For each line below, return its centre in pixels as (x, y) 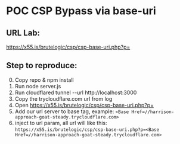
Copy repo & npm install (44, 80)
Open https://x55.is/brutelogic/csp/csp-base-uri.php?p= (84, 105)
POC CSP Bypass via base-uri (81, 11)
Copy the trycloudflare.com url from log (63, 98)
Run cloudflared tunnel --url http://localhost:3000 (76, 92)
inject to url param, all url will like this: (61, 123)
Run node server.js (38, 86)
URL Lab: (23, 33)
